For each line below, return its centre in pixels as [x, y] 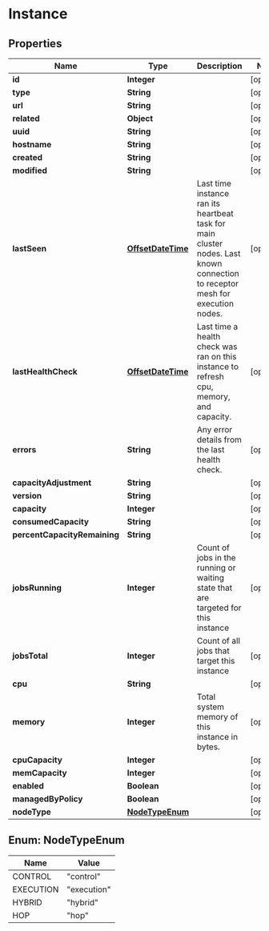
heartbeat [215, 213]
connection [218, 273]
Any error [215, 429]
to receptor [217, 283]
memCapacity [40, 773]
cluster [210, 243]
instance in [217, 737]
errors [24, 449]
